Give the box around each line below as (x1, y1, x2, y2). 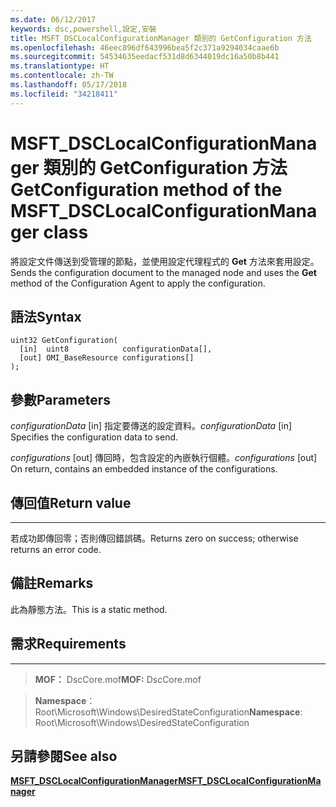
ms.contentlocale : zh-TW (10, 71, 114, 81)
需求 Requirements (10, 636, 127, 653)
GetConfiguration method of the (10, 178, 283, 201)
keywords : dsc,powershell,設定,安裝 (10, 24, 157, 34)
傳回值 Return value (10, 494, 132, 511)
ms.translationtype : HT (10, 61, 110, 71)
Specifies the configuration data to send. (10, 431, 179, 443)
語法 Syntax (10, 308, 82, 325)
